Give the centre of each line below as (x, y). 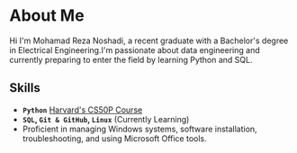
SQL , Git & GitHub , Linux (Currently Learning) (106, 119)
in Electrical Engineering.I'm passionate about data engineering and (135, 49)
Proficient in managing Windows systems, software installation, (140, 129)
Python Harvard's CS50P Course (82, 110)
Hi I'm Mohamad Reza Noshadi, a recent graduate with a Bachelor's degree (149, 40)
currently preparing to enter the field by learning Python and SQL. (131, 59)
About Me (47, 16)
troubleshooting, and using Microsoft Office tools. (114, 138)
